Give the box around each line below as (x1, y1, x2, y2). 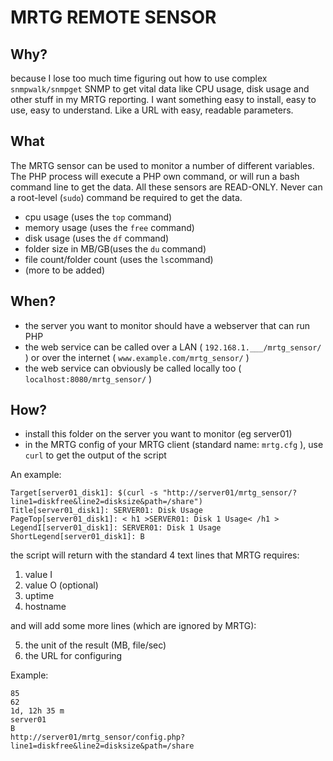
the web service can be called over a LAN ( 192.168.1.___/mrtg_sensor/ (24, 341, 322, 353)
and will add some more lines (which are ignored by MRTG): (10, 620, 257, 632)
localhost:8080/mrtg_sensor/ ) (24, 372, 153, 385)
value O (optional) (24, 579, 99, 591)
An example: (10, 469, 62, 481)
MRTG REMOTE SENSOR (10, 6, 217, 29)
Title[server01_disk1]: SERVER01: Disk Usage (10, 506, 203, 516)
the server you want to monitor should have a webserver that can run (24, 319, 311, 331)
